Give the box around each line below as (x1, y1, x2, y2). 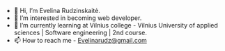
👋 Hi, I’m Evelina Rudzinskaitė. (13, 7, 101, 14)
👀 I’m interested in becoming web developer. (13, 14, 142, 22)
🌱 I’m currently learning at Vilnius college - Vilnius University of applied (13, 21, 218, 29)
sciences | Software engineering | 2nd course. (13, 28, 148, 37)
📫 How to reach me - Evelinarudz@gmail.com (13, 37, 148, 44)
